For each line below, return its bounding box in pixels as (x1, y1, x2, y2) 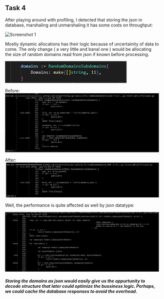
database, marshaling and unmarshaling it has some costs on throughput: (5, 22, 153, 28)
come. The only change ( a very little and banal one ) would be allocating (5, 46, 152, 52)
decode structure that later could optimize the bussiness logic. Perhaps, (5, 283, 155, 289)
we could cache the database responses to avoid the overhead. (5, 288, 138, 295)
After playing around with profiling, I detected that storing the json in (5, 17, 143, 22)
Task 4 (5, 4, 26, 12)
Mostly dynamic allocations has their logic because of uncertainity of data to (5, 41, 159, 47)
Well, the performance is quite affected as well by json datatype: (5, 202, 135, 208)
